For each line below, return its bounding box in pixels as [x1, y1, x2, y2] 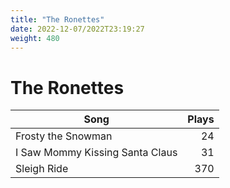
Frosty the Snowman [15, 129, 113, 143]
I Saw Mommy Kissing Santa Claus [15, 146, 178, 160]
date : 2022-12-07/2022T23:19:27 [10, 24, 145, 34]
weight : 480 [10, 33, 60, 43]
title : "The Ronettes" [10, 14, 105, 25]
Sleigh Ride [15, 162, 69, 176]
